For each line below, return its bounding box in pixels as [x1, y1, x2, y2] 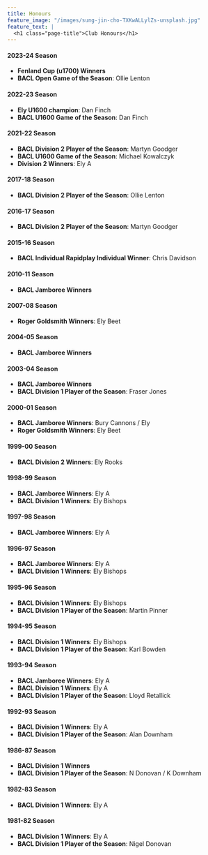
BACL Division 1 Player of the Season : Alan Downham [17, 730, 173, 738]
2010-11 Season [7, 270, 54, 278]
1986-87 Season [7, 746, 56, 754]
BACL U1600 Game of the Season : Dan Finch [17, 113, 148, 121]
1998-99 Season [7, 474, 57, 482]
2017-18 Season [7, 175, 55, 184]
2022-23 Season [7, 90, 58, 98]
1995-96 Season [7, 583, 56, 591]
